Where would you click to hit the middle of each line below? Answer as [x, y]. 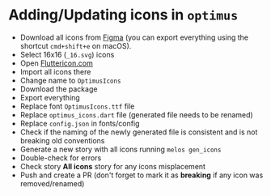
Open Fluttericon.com [56, 63]
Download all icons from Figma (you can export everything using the [134, 37]
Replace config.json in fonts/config [80, 123]
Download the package [59, 89]
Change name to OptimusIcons [70, 80]
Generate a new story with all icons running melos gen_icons [121, 149]
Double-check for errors [61, 158]
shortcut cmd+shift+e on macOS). [76, 45]
